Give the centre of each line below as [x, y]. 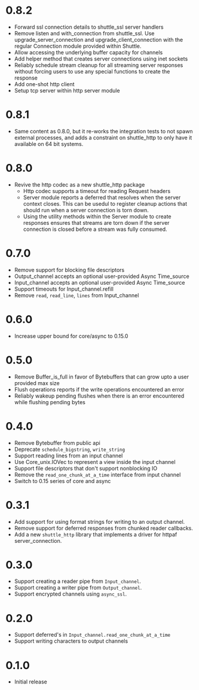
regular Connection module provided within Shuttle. [78, 46]
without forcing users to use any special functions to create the [92, 71]
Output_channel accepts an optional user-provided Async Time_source [102, 276]
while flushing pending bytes [50, 402]
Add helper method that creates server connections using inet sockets [101, 59]
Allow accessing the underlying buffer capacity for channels [88, 52]
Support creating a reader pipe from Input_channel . [78, 581]
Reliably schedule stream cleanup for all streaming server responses [99, 65]
